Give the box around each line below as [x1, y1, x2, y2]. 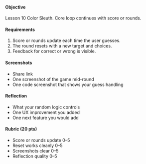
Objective [5, 4, 26, 10]
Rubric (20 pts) [5, 126, 37, 132]
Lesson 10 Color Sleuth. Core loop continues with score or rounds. [5, 15, 142, 21]
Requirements [5, 26, 35, 32]
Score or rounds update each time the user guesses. [12, 37, 121, 43]
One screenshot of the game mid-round [12, 76, 94, 82]
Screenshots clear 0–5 [12, 148, 59, 154]
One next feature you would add [12, 114, 79, 120]
